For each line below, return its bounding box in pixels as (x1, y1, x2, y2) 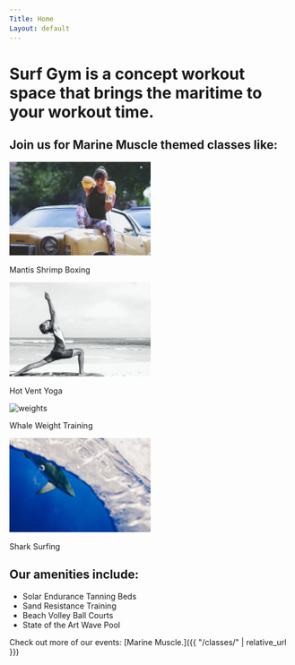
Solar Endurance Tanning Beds (22, 591, 137, 601)
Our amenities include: (9, 567, 139, 583)
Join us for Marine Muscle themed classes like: (9, 137, 278, 152)
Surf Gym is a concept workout (9, 64, 245, 84)
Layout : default (9, 23, 70, 33)
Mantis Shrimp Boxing (9, 264, 91, 275)
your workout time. (9, 101, 154, 122)
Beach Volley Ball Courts (22, 609, 114, 620)
